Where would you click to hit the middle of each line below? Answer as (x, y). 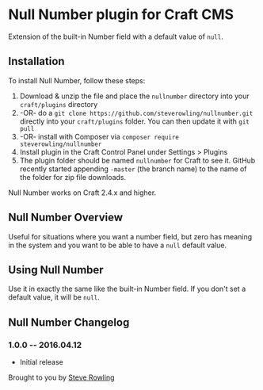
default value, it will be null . (54, 297)
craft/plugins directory (59, 104)
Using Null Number (56, 270)
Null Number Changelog (69, 322)
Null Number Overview (66, 218)
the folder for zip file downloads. (73, 177)
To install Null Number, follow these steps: (77, 80)
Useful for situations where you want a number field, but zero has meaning (130, 236)
